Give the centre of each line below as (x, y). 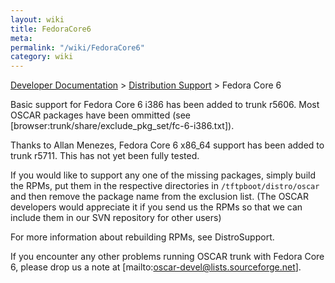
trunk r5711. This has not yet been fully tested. (105, 156)
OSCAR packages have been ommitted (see (100, 115)
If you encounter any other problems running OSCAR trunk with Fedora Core (167, 257)
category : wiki (42, 57)
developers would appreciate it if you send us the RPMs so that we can (156, 207)
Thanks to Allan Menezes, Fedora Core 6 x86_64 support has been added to (167, 145)
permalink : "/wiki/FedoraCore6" (77, 47)
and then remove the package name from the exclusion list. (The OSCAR (159, 197)
